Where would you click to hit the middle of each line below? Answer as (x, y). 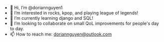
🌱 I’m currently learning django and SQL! (52, 18)
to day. (17, 29)
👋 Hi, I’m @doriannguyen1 (36, 8)
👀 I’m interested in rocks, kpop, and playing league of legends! (74, 13)
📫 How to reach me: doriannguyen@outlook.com (61, 34)
